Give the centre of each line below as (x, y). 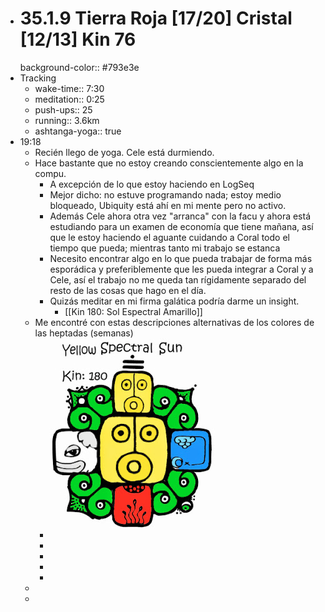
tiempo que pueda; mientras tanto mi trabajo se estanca (165, 248)
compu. (50, 173)
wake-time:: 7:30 (69, 88)
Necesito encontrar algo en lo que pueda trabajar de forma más (181, 258)
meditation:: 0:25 (69, 99)
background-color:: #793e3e (79, 67)
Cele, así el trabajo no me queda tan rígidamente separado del (178, 279)
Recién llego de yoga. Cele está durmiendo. (124, 152)
